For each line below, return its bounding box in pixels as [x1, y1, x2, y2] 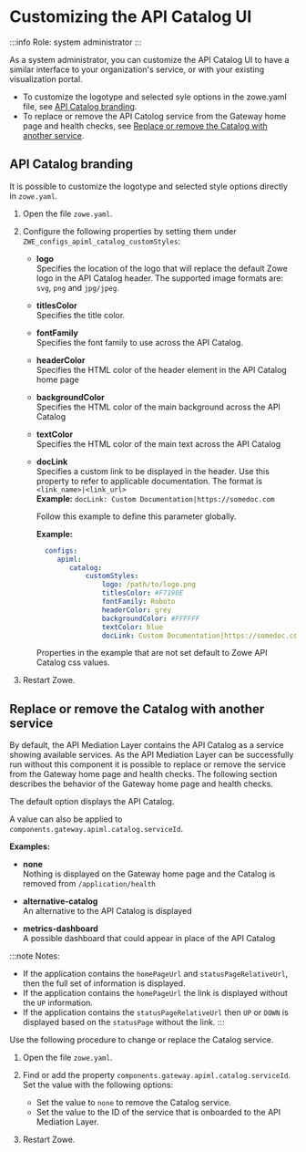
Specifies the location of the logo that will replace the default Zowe [36, 263, 289, 274]
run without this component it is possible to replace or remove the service [9, 759, 287, 770]
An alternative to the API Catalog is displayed [22, 906, 192, 917]
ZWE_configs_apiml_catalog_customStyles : [22, 235, 180, 246]
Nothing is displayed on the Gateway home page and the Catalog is [22, 868, 276, 879]
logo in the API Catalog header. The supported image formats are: [36, 272, 284, 284]
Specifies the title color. [36, 309, 126, 320]
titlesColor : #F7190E [101, 588, 184, 598]
